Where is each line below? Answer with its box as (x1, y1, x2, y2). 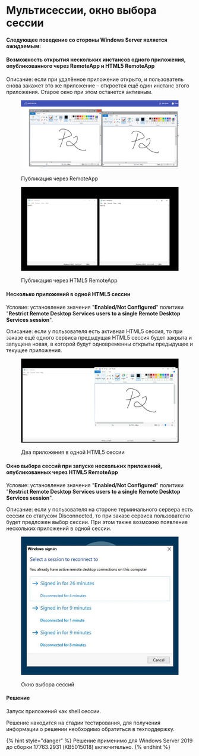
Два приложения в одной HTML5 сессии (21, 448, 125, 456)
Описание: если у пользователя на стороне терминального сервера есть (6, 506, 193, 513)
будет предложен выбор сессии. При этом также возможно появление (6, 519, 188, 526)
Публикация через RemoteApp (21, 175, 99, 182)
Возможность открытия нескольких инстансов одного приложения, (6, 56, 186, 63)
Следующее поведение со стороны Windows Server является (6, 36, 168, 43)
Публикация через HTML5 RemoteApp (21, 277, 118, 284)
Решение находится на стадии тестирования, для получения (6, 719, 161, 726)
